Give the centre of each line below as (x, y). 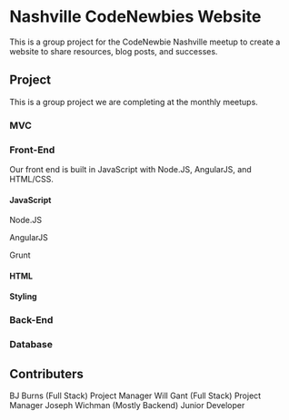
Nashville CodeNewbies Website (135, 17)
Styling (24, 297)
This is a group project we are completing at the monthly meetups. (134, 102)
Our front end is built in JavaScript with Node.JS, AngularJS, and (130, 169)
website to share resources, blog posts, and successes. (114, 51)
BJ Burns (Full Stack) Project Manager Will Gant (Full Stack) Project (135, 396)
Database (31, 345)
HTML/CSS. (32, 179)
